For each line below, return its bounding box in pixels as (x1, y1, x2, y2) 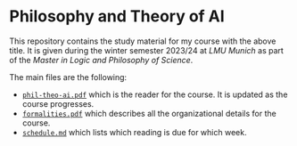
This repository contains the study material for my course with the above (9, 36, 276, 46)
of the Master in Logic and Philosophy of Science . (9, 54, 194, 65)
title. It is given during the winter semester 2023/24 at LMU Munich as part (9, 45, 284, 55)
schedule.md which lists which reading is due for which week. (21, 126, 247, 137)
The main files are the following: (9, 71, 128, 82)
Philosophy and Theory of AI (9, 6, 225, 27)
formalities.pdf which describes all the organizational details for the (21, 108, 276, 118)
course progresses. (21, 98, 95, 109)
